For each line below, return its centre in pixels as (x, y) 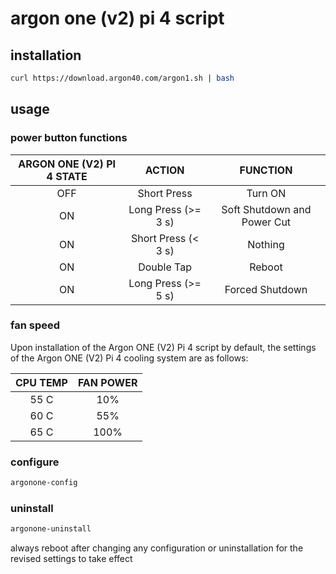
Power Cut (266, 222)
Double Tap (165, 267)
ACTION (164, 170)
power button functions (69, 138)
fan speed (35, 325)
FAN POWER (107, 382)
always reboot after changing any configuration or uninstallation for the (157, 548)
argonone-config (44, 483)
